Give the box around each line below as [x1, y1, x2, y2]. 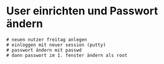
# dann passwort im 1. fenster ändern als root [6, 52, 128, 58]
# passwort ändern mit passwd [6, 47, 82, 53]
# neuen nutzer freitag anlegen [6, 36, 87, 42]
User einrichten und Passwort [6, 4, 158, 18]
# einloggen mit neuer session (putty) [6, 42, 106, 48]
